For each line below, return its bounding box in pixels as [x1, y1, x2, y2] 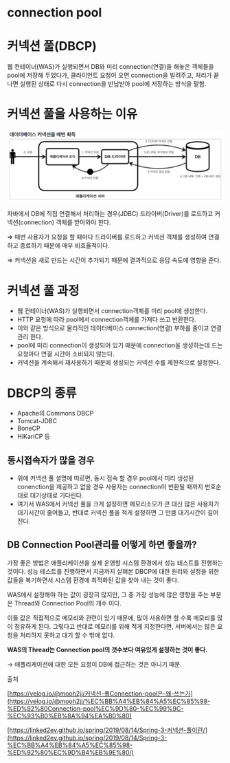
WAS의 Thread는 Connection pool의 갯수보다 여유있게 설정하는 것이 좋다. [7, 645, 208, 654]
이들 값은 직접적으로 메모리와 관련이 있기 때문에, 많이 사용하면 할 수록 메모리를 [7, 614, 216, 622]
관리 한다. [16, 332, 43, 341]
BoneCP [16, 425, 41, 433]
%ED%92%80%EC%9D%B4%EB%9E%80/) [7, 748, 134, 756]
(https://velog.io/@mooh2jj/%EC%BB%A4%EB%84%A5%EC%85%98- [7, 697, 211, 705]
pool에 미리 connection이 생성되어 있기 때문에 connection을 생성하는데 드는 [16, 341, 223, 350]
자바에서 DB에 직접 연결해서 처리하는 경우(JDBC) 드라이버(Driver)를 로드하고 [7, 210, 214, 218]
